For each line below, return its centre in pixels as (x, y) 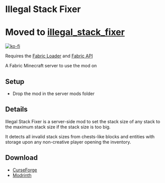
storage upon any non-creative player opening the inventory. (68, 142)
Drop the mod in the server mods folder (53, 94)
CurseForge (25, 170)
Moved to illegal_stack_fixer (65, 32)
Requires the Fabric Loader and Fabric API (49, 56)
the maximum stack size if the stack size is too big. (58, 127)
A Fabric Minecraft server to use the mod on (51, 66)
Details (16, 109)
